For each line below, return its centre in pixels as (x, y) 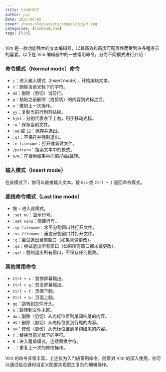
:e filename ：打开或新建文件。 (45, 143)
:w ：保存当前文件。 (32, 125)
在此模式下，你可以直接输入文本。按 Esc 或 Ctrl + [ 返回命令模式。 (75, 182)
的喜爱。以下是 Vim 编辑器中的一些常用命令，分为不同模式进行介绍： (76, 54)
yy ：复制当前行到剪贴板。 (39, 112)
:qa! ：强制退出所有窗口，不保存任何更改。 (57, 252)
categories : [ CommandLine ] (33, 29)
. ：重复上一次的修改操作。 (40, 348)
